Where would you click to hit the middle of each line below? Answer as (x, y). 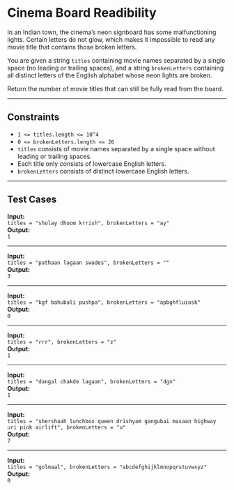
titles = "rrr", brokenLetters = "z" (62, 342)
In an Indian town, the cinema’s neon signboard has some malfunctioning (112, 32)
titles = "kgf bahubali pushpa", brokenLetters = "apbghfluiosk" (104, 302)
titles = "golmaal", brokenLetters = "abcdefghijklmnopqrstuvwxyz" (107, 467)
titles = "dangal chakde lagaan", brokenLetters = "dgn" (92, 381)
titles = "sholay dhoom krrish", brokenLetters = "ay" (88, 223)
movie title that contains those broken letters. (72, 47)
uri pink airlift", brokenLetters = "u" (67, 427)
